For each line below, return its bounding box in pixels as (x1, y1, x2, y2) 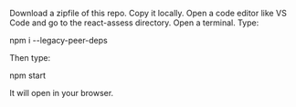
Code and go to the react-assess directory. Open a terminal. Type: (9, 17, 259, 28)
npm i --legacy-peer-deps (9, 35, 108, 45)
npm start (9, 70, 47, 81)
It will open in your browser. (9, 88, 114, 98)
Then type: (9, 53, 51, 63)
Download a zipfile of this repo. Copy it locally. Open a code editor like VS (9, 8, 288, 18)
